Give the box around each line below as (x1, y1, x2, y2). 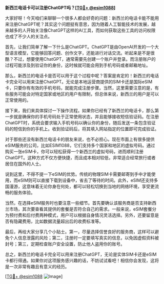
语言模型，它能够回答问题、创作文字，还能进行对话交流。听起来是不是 (9, 50, 150, 56)
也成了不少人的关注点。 (5, 34, 52, 39)
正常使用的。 (5, 97, 31, 103)
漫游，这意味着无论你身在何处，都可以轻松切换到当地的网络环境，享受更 (9, 184, 155, 189)
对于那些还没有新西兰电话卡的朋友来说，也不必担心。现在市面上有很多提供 (5, 137, 155, 142)
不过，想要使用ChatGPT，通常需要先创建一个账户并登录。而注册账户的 (13, 56, 156, 62)
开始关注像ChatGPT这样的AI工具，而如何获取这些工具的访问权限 (26, 27, 156, 33)
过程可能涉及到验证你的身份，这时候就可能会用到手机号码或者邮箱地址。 (5, 62, 150, 68)
